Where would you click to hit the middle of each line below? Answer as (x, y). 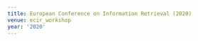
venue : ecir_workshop (39, 20)
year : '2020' (27, 26)
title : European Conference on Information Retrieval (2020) (100, 14)
